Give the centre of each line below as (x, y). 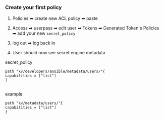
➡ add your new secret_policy (44, 33)
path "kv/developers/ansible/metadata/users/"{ (55, 71)
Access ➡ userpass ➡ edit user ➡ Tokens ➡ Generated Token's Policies (86, 28)
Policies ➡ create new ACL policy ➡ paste (55, 18)
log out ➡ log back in (34, 43)
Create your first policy (33, 7)
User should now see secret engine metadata (59, 52)
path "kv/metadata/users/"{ (34, 103)
